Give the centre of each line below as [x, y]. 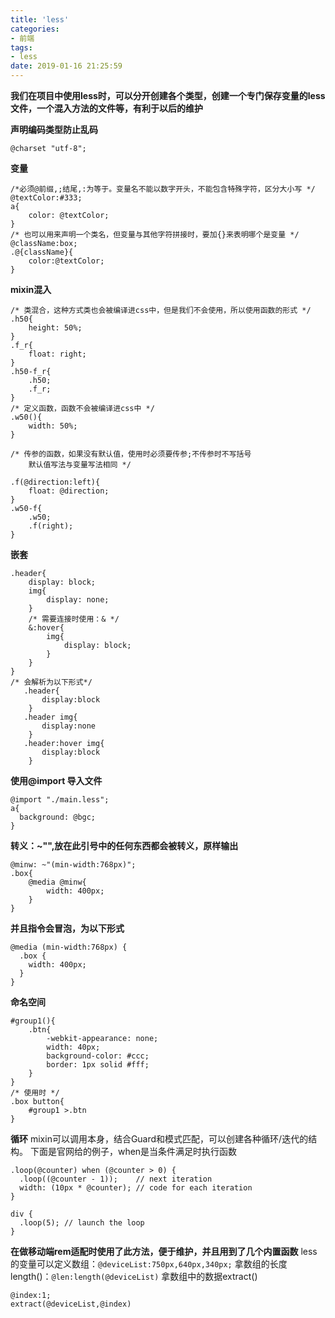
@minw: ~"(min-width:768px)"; [73, 865]
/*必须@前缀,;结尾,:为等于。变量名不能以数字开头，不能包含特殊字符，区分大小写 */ [163, 189]
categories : [35, 29]
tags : [21, 47]
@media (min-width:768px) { [69, 947]
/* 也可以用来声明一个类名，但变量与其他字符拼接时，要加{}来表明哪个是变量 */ [155, 235]
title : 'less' [40, 19]
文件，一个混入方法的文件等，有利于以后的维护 [106, 108]
